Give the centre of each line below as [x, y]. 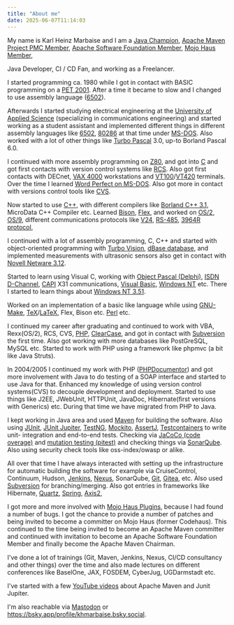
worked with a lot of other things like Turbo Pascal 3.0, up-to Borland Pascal [117, 140]
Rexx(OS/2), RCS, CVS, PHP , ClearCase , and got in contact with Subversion [116, 333]
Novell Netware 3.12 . [37, 262]
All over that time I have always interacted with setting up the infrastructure [115, 463]
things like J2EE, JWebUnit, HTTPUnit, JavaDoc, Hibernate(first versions [112, 399]
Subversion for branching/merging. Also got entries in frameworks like [108, 485]
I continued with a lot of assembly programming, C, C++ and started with [112, 240]
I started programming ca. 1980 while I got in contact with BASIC [100, 82]
